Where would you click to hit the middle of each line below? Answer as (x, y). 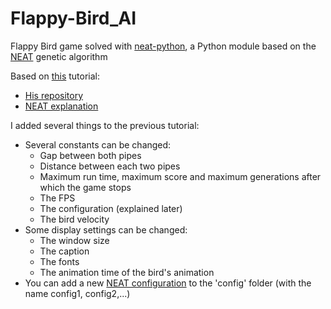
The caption (64, 251)
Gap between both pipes (90, 155)
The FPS (57, 198)
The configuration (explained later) (111, 208)
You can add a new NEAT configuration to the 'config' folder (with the (168, 283)
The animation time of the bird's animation (127, 272)
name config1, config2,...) (77, 293)
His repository (54, 95)
